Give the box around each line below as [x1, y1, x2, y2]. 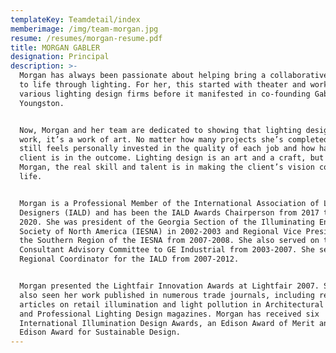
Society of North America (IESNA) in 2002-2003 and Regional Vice [19, 226, 302, 236]
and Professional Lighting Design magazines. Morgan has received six [19, 309, 320, 319]
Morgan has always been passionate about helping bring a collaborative [19, 71, 329, 81]
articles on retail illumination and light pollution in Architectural [19, 299, 325, 310]
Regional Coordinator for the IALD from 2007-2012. [19, 254, 240, 265]
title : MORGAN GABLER [10, 42, 101, 53]
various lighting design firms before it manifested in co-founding [19, 89, 311, 99]
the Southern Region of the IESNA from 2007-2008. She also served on [19, 236, 320, 246]
